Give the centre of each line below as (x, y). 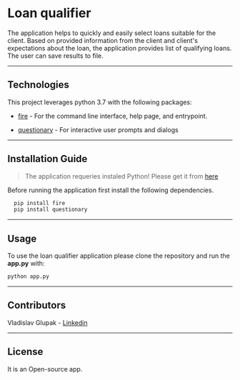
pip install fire (40, 203)
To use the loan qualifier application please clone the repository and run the (119, 256)
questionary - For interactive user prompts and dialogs (98, 129)
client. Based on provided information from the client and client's (103, 40)
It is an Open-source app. (45, 369)
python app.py (29, 276)
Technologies (39, 85)
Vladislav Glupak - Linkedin (47, 322)
